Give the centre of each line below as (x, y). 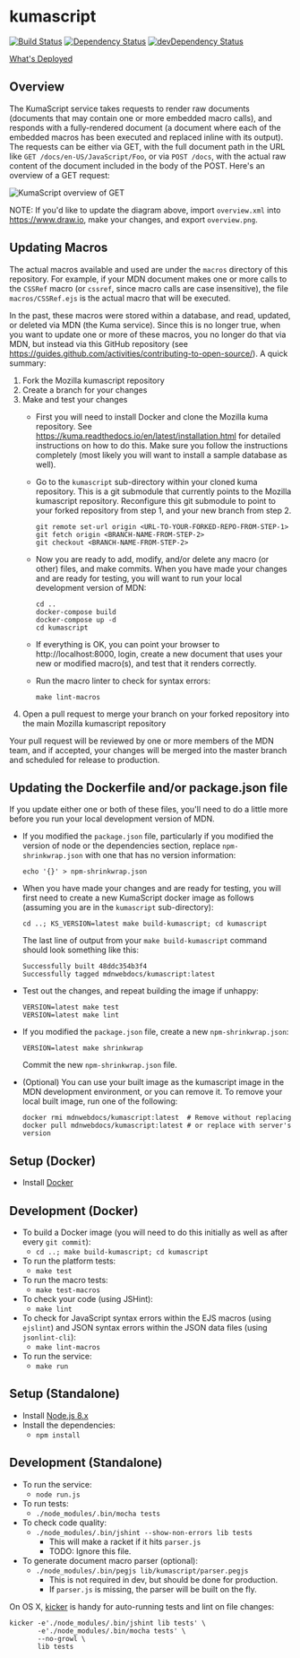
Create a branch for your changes (85, 390)
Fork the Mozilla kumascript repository (94, 380)
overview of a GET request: (60, 175)
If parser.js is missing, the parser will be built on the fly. (153, 1589)
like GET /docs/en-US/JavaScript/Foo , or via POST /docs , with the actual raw (148, 156)
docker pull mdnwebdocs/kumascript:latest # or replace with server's (157, 1126)
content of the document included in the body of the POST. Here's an (137, 165)
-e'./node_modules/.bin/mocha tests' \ (111, 1631)
